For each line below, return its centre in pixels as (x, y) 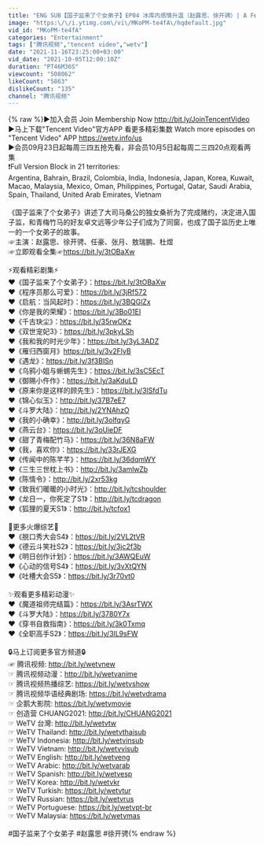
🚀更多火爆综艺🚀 (33, 527)
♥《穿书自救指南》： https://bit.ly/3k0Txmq (77, 624)
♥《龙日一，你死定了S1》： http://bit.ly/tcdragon (85, 499)
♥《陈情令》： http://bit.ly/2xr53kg (63, 479)
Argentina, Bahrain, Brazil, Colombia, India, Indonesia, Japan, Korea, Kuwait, (131, 178)
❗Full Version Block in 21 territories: (64, 167)
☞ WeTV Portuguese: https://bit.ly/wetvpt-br (80, 807)
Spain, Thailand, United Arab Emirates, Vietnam (85, 195)
